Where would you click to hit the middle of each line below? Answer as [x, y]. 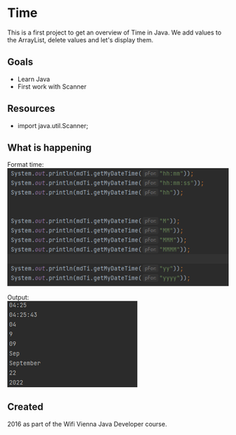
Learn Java [34, 79]
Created [25, 407]
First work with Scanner [52, 87]
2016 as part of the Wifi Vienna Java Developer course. [87, 424]
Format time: [26, 165]
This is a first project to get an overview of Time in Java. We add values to [114, 32]
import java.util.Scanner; [53, 125]
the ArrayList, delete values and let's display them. [80, 39]
